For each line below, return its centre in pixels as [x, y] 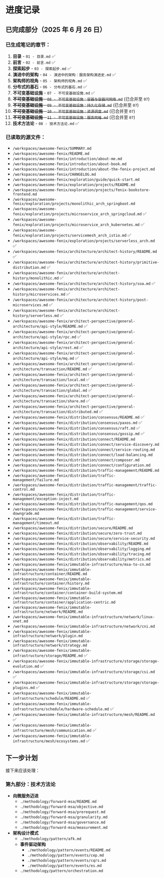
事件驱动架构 [33, 844]
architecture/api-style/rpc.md [44, 337]
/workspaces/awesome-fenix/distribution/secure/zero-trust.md [77, 533]
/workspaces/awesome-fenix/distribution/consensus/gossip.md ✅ [78, 434]
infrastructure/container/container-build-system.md [67, 593]
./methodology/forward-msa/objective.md [61, 807]
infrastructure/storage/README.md [48, 656]
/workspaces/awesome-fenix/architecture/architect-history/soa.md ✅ [84, 283]
